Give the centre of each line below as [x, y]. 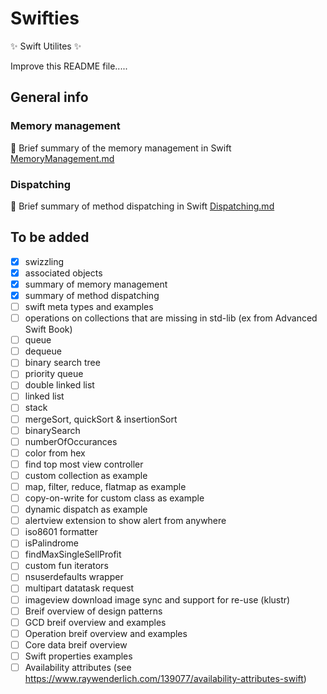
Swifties [45, 18]
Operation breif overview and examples [106, 633]
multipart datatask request [79, 588]
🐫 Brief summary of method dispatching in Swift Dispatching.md [142, 206]
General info [49, 97]
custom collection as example [86, 475]
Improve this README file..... [69, 66]
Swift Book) [48, 329]
